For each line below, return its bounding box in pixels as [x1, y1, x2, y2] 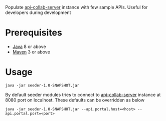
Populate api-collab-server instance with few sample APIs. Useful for [5, 4, 148, 10]
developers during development [5, 9, 71, 15]
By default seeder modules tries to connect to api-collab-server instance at [5, 91, 161, 97]
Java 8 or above [12, 43, 46, 49]
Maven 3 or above [12, 48, 50, 54]
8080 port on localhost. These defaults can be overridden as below [5, 97, 144, 103]
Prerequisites [5, 27, 63, 38]
